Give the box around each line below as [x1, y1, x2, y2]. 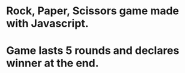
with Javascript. [6, 17, 89, 30]
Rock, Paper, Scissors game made [6, 4, 179, 18]
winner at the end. [6, 56, 99, 70]
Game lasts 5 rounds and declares [6, 44, 180, 58]
